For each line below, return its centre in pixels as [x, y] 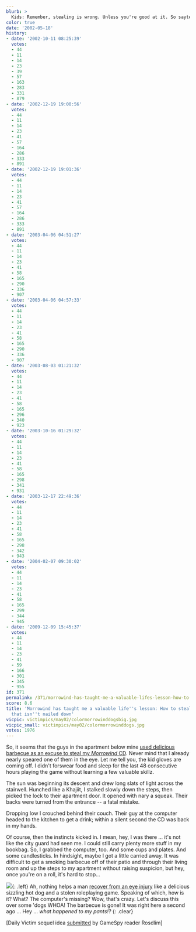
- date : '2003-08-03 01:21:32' [44, 366]
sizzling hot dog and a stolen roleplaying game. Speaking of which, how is [95, 893]
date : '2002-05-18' [30, 28]
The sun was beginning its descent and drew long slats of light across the [94, 783]
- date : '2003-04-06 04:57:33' [44, 300]
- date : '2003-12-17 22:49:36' [44, 496]
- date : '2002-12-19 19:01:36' [44, 170]
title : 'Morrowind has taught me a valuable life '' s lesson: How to [91, 709]
